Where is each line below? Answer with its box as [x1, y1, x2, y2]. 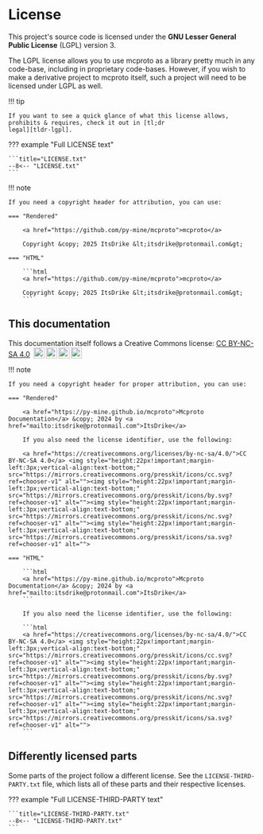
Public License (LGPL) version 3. [8, 40, 117, 49]
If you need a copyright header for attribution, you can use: [8, 198, 222, 206]
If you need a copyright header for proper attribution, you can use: [8, 380, 247, 388]
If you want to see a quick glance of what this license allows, [8, 111, 229, 120]
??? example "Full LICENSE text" [8, 139, 114, 149]
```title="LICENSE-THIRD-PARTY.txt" [8, 809, 130, 818]
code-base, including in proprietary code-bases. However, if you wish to [8, 64, 246, 73]
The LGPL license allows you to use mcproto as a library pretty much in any [8, 56, 256, 65]
